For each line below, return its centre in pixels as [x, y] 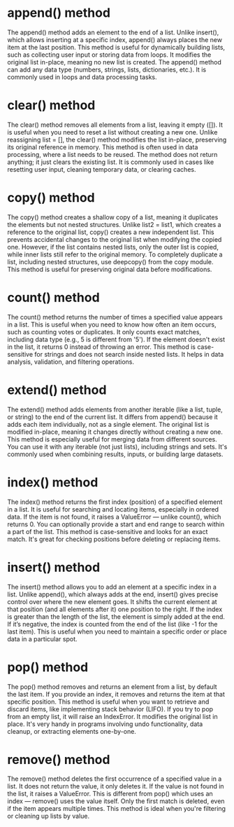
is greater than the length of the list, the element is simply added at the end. [116, 616]
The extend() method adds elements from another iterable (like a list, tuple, [115, 409]
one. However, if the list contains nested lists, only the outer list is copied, [113, 247]
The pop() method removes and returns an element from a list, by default [112, 686]
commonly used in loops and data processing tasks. [82, 77]
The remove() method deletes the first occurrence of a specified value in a [115, 779]
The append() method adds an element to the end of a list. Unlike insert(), [113, 32]
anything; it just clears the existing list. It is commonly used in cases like [111, 162]
